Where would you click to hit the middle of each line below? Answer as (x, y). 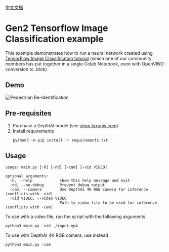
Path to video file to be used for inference (108, 203)
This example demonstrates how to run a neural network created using (79, 53)
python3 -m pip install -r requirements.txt (60, 140)
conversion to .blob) (26, 69)
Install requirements (33, 131)
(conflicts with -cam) (29, 207)
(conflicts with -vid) (29, 194)
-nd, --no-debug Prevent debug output (57, 185)
